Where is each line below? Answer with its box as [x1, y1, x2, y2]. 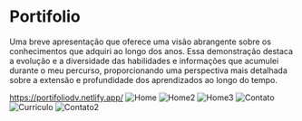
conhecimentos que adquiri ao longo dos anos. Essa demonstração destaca [9, 45, 293, 56]
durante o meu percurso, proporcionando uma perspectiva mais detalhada [9, 65, 288, 76]
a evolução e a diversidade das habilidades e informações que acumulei [9, 55, 279, 66]
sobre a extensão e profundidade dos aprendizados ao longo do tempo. [9, 74, 278, 85]
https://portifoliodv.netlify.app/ [9, 92, 124, 103]
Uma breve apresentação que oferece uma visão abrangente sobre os [9, 36, 272, 47]
